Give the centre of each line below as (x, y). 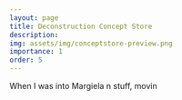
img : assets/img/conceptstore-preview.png (91, 43)
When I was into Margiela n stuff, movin (83, 86)
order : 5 (26, 60)
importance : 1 (36, 52)
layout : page (34, 18)
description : (34, 35)
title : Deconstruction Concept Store (81, 26)
